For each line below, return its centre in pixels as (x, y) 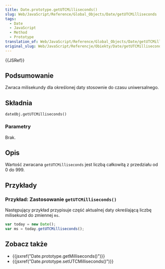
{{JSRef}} (15, 60)
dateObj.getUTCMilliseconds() (36, 114)
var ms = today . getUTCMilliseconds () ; (45, 229)
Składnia (19, 103)
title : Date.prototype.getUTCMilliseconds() (51, 10)
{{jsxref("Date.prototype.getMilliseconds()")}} (58, 256)
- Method (18, 32)
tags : (11, 19)
